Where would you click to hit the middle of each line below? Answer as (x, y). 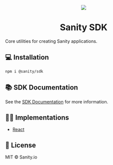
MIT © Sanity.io (21, 157)
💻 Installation (27, 57)
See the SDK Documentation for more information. (57, 102)
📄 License (21, 145)
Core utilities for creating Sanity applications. (51, 41)
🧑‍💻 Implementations (37, 118)
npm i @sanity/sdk (24, 71)
